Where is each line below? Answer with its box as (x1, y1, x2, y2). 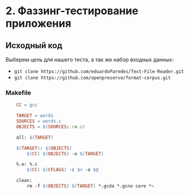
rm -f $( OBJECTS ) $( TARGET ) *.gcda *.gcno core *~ (27, 183, 154, 189)
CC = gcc (16, 102, 38, 108)
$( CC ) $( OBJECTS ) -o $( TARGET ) (27, 151, 104, 156)
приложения (5, 17, 72, 30)
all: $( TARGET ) (16, 135, 54, 140)
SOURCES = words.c (16, 119, 62, 124)
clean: (16, 178, 33, 184)
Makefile (5, 88, 31, 97)
